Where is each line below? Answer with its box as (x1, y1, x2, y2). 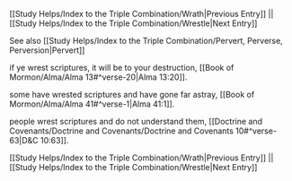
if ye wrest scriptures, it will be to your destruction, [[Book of (9, 63, 234, 73)
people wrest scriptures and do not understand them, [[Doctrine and (9, 116, 263, 126)
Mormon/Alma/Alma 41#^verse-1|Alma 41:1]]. (9, 99, 175, 109)
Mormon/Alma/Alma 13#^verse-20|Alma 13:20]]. (9, 72, 188, 82)
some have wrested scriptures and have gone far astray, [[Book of (9, 90, 255, 99)
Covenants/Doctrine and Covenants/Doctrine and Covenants (9, 125, 234, 136)
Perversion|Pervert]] (9, 45, 85, 56)
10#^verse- (234, 125, 277, 136)
